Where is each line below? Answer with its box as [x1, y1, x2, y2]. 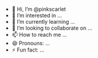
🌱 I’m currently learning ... [11, 18, 75, 25]
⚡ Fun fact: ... [11, 46, 45, 53]
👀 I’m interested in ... [11, 12, 62, 19]
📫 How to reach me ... [11, 31, 67, 38]
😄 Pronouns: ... [11, 40, 50, 47]
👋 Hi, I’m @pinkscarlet [11, 6, 67, 12]
